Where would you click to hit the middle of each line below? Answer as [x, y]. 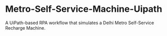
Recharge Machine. [25, 28]
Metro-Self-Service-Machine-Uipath [84, 9]
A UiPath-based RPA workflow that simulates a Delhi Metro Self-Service [80, 23]
